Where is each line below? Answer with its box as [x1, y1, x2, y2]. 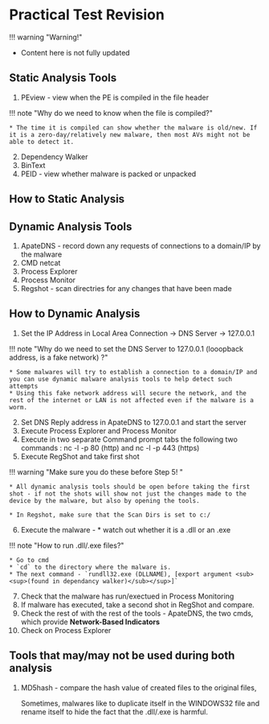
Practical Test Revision [9, 6, 165, 24]
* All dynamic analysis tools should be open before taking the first [9, 483, 251, 491]
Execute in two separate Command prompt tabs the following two [20, 434, 238, 444]
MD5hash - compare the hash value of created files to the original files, [20, 682, 257, 693]
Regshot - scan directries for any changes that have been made [20, 283, 232, 293]
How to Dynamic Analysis [9, 307, 141, 321]
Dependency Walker [20, 151, 88, 162]
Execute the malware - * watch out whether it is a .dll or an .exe [20, 524, 231, 534]
